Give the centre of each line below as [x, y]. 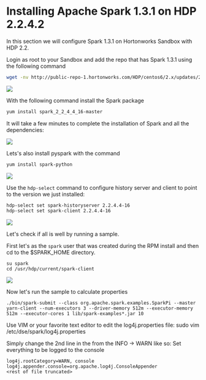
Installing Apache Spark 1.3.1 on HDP [101, 11]
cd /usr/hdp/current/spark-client [51, 269]
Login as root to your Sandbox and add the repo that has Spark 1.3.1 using [99, 59]
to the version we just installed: [46, 194]
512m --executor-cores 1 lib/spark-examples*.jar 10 [75, 314]
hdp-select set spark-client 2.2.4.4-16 [59, 211]
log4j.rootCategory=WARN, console [51, 361]
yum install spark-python [39, 164]
